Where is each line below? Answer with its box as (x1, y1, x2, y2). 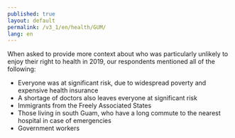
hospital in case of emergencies (17, 117, 111, 125)
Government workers (17, 124, 80, 132)
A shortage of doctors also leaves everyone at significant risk (17, 94, 197, 102)
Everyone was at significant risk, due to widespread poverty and (17, 79, 207, 87)
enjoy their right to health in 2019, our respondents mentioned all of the (7, 58, 215, 66)
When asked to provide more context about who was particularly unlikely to (7, 50, 229, 58)
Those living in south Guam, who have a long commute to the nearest (17, 109, 222, 117)
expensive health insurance (17, 86, 99, 95)
